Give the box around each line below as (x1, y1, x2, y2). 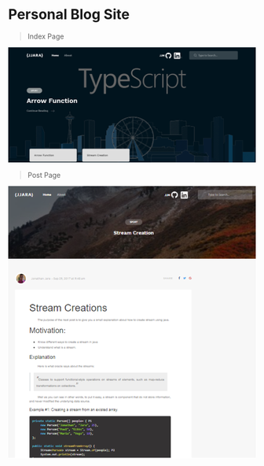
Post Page (27, 170, 61, 179)
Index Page (27, 31, 64, 41)
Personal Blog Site (8, 6, 130, 24)
